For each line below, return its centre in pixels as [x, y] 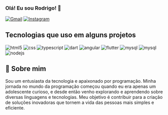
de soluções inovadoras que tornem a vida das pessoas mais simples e [80, 102]
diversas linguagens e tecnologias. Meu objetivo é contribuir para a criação [84, 97]
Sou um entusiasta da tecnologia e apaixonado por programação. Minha [81, 81]
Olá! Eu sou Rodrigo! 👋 [33, 8]
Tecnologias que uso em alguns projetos [71, 35]
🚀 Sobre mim [26, 69]
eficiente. [15, 107]
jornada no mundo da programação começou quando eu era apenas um [81, 86]
